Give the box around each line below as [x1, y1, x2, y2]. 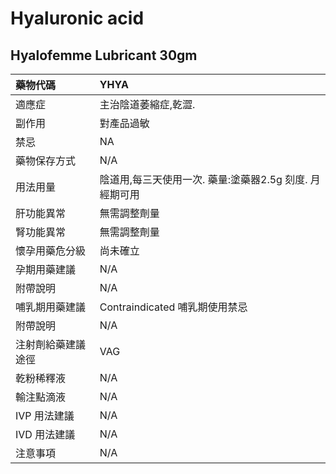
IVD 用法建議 [15, 428, 76, 441]
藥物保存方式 [15, 154, 77, 167]
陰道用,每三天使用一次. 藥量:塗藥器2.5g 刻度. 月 [99, 173, 321, 186]
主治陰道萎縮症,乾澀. [99, 98, 196, 111]
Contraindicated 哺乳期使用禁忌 [99, 300, 248, 314]
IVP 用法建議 [15, 409, 75, 422]
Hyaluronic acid [10, 7, 145, 30]
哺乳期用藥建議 [15, 300, 87, 314]
